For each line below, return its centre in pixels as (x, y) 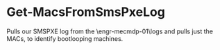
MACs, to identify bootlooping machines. (65, 38)
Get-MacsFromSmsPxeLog (86, 12)
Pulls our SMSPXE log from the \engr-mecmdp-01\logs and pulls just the (110, 31)
